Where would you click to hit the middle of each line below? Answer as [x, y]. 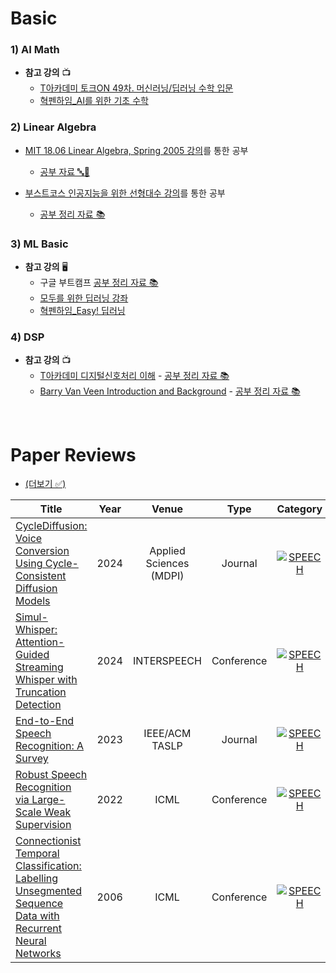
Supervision [43, 825]
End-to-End [45, 721]
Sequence [39, 904]
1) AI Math [35, 50]
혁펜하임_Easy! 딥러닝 [82, 311]
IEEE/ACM [167, 734]
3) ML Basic [39, 244]
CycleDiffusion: [51, 526]
